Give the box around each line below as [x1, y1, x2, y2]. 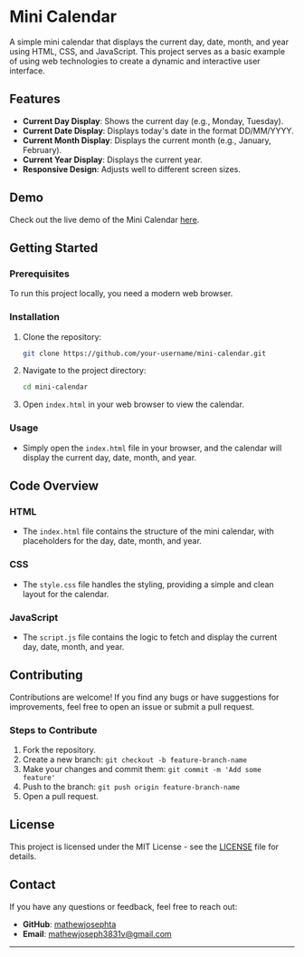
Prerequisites [9, 267, 70, 280]
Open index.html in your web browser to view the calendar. [22, 399, 244, 410]
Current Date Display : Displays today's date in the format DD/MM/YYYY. [22, 125, 294, 136]
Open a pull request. [22, 790, 100, 801]
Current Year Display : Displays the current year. [22, 154, 204, 165]
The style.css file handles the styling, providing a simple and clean [22, 578, 274, 590]
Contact [9, 877, 56, 893]
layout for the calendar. [22, 588, 109, 599]
